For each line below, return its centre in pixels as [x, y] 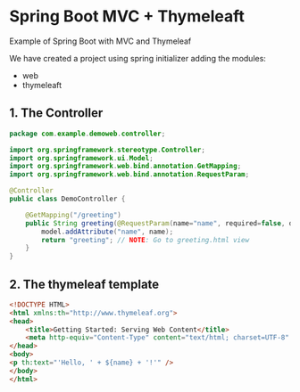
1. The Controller [56, 113]
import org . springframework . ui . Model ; [81, 158]
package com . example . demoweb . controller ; [87, 134]
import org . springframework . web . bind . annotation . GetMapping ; [125, 167]
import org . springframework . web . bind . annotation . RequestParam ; [129, 175]
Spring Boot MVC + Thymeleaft [127, 16]
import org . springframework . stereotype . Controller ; [107, 150]
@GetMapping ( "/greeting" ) [74, 215]
